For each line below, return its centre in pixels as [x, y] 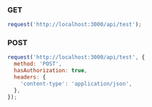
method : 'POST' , [38, 64]
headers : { [30, 77]
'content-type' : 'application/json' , [76, 84]
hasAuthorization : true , [51, 71]
